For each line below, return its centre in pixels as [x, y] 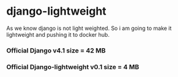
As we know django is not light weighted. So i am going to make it [89, 28]
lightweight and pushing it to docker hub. [58, 34]
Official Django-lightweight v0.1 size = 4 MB [73, 67]
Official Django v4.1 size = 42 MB [56, 50]
